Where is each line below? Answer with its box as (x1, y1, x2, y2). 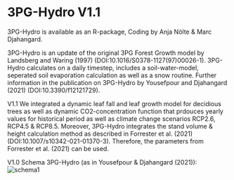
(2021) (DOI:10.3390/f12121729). (7, 86, 100, 94)
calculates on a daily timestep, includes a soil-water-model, (27, 63, 199, 72)
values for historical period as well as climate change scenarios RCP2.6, (7, 114, 216, 123)
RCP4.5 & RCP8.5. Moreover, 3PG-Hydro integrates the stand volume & (7, 122, 213, 130)
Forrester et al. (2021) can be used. (7, 144, 109, 153)
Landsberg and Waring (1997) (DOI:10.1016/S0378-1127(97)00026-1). (7, 56, 206, 64)
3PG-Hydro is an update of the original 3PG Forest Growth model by (7, 49, 205, 57)
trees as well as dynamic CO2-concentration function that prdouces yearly (7, 107, 223, 115)
